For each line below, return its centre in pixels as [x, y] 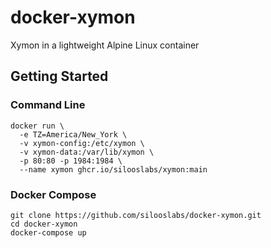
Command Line [48, 105]
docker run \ [37, 126]
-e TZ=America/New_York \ [73, 134]
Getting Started [59, 76]
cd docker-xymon [44, 224]
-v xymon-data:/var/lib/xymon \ [87, 152]
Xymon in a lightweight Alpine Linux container [105, 45]
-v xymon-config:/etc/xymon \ [82, 143]
